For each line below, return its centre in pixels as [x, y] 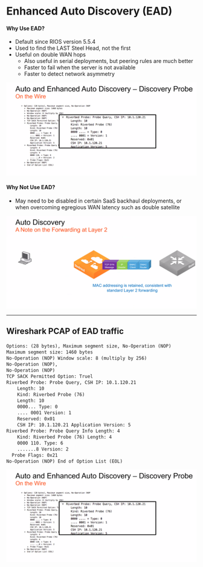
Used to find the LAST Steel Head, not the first [73, 48]
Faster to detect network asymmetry [69, 74]
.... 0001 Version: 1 [44, 413]
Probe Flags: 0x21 [35, 455]
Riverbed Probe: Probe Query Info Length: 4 [63, 431]
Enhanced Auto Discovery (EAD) [89, 11]
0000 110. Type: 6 [40, 443]
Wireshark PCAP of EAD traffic [65, 331]
